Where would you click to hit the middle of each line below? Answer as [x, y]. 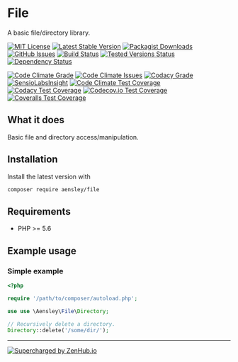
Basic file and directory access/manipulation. [73, 137]
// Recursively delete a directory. [61, 324]
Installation [33, 160]
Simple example [35, 271]
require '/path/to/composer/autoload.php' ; [73, 298]
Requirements [39, 211]
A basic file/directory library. [49, 33]
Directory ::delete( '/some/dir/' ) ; [58, 331]
